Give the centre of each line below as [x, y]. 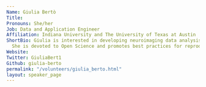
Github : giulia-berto [34, 63]
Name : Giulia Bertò [31, 12]
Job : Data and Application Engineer [53, 29]
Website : [17, 52]
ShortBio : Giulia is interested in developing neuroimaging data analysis [104, 40]
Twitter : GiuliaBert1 [34, 58]
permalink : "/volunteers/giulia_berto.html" [64, 69]
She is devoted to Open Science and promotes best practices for [97, 47]
